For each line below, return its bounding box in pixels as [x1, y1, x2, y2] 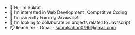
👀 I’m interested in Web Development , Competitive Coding [9, 9, 127, 15]
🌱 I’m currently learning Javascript [9, 15, 79, 20]
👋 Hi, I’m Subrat [9, 5, 41, 10]
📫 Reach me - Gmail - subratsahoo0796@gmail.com [9, 25, 116, 30]
